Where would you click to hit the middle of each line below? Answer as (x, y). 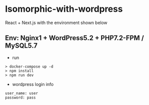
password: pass (21, 97)
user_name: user (21, 93)
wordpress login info (33, 84)
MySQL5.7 (21, 46)
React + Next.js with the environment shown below (56, 23)
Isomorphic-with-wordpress (64, 9)
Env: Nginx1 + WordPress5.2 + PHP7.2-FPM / (74, 38)
